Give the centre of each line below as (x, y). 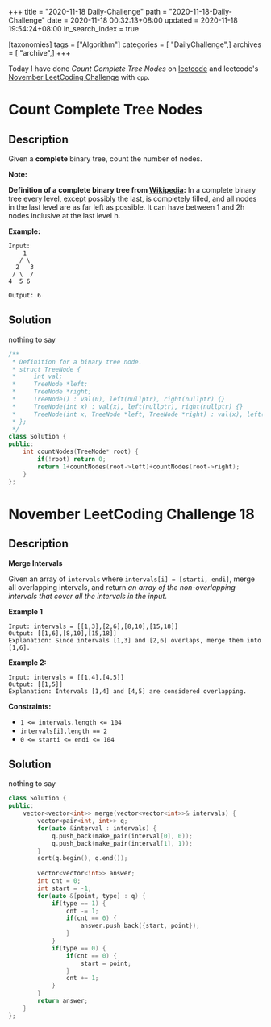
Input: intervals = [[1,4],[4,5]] (67, 677)
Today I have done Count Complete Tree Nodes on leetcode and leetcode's (133, 69)
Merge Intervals (35, 563)
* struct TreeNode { (46, 369)
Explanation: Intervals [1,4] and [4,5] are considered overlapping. (128, 691)
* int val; (37, 377)
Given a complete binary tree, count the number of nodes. (106, 159)
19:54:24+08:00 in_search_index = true (74, 29)
